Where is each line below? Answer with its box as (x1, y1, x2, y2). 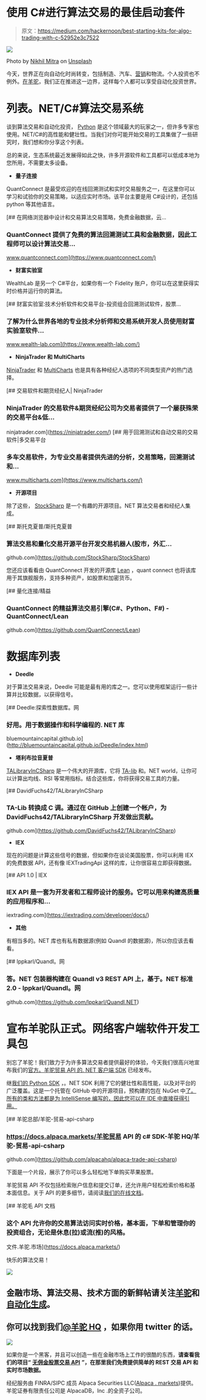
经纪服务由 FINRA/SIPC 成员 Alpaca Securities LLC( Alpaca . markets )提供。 (6, 1379, 197, 1386)
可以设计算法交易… (18, 239, 75, 248)
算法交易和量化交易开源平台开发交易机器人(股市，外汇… (6, 540, 172, 548)
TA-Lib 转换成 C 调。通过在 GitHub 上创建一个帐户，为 (6, 803, 167, 812)
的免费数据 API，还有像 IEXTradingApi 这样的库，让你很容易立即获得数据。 (6, 859, 195, 867)
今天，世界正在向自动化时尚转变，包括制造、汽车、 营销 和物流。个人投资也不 (6, 70, 200, 77)
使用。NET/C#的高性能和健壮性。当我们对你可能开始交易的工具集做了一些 (6, 130, 193, 138)
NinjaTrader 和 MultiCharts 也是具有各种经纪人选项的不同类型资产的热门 (6, 366, 188, 374)
